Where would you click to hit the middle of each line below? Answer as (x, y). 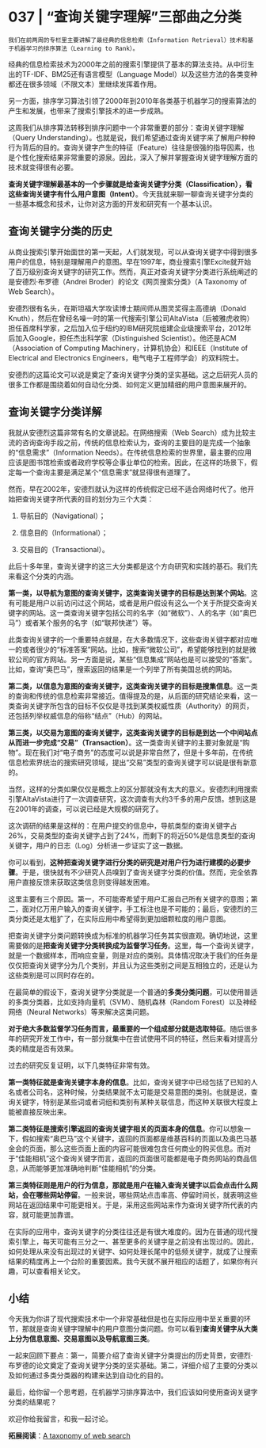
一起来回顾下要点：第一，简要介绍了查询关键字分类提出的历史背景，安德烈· (131, 1355)
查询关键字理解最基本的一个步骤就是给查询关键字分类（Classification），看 (130, 184)
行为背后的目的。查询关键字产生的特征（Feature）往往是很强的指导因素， (128, 147)
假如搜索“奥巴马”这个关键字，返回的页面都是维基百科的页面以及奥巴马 (136, 1138)
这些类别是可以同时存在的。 (53, 975)
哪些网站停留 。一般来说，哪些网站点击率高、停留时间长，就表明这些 (146, 1195)
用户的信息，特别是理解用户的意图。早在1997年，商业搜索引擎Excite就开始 (130, 261)
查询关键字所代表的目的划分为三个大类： (88, 499)
